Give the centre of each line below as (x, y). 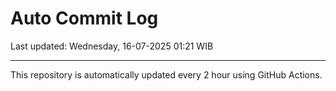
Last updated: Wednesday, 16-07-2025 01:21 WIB (112, 46)
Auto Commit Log (84, 18)
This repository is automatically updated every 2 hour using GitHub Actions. (166, 74)
